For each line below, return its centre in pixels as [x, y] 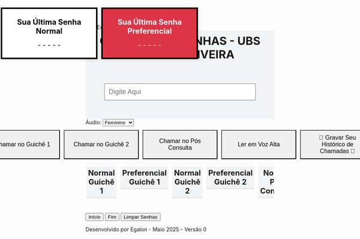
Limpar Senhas [140, 217]
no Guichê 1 [34, 144]
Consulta [180, 148]
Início [94, 217]
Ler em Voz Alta [259, 144]
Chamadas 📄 [337, 151]
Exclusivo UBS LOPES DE [132, 27]
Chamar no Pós [180, 141]
